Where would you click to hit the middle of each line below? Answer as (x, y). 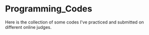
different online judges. (28, 27)
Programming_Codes (49, 9)
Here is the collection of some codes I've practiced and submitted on (74, 22)
